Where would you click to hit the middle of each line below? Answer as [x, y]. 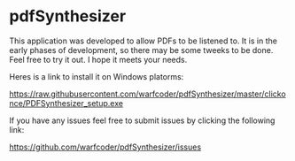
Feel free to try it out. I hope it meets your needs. [98, 59]
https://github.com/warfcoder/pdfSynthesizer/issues [105, 147]
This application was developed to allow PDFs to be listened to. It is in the [143, 41]
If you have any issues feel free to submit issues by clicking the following [142, 120]
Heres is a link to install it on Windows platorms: [97, 76]
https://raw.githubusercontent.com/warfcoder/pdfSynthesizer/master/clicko [147, 94]
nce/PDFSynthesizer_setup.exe [66, 103]
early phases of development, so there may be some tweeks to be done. [141, 50]
